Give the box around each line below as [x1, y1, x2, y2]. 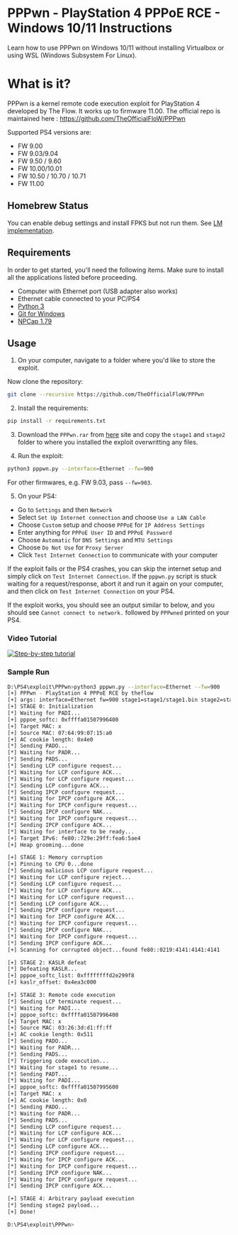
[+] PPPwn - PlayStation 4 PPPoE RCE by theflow [7, 690, 154, 697]
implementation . [7, 226, 55, 234]
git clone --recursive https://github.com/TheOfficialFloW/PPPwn [7, 391, 204, 398]
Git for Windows [17, 309, 65, 318]
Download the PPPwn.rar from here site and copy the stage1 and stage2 [17, 431, 225, 439]
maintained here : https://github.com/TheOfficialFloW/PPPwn [7, 114, 186, 123]
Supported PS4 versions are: [7, 127, 92, 136]
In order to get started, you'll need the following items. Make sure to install [7, 266, 225, 274]
